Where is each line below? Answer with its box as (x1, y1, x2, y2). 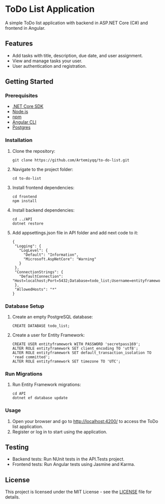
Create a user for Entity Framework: (12, 332, 85, 338)
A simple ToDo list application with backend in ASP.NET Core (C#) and (5, 20, 148, 26)
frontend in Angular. (5, 25, 46, 31)
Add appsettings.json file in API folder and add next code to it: (12, 229, 138, 235)
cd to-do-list (12, 176, 41, 181)
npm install (12, 198, 37, 203)
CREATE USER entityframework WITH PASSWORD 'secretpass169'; (12, 342, 141, 347)
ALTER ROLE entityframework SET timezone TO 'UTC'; (12, 359, 121, 364)
